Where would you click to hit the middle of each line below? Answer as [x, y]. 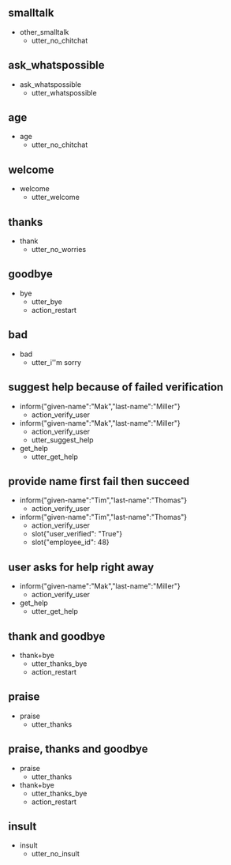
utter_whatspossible [64, 92]
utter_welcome [56, 197]
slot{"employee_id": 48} [71, 542]
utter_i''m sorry [56, 362]
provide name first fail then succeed [99, 481]
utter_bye [47, 301]
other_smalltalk [44, 32]
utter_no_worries [59, 250]
